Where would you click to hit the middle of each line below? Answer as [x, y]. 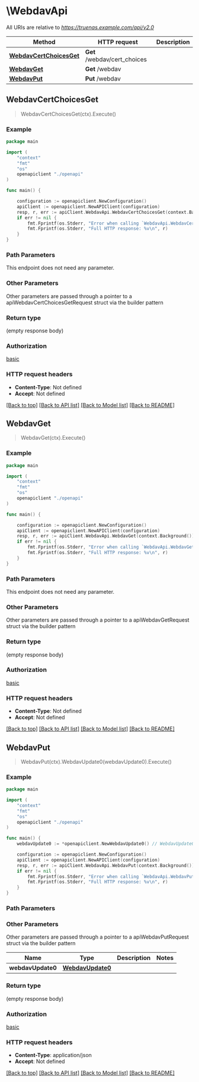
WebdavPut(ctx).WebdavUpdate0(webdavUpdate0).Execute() [96, 761]
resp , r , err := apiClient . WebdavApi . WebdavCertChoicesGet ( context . [103, 212]
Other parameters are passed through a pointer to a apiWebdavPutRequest [98, 937]
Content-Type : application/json [53, 1055]
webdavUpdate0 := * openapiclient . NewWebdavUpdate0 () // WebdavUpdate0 [106, 844]
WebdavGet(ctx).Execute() [53, 438]
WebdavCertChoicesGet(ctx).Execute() [68, 114]
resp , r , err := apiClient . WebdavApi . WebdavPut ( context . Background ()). [107, 865]
